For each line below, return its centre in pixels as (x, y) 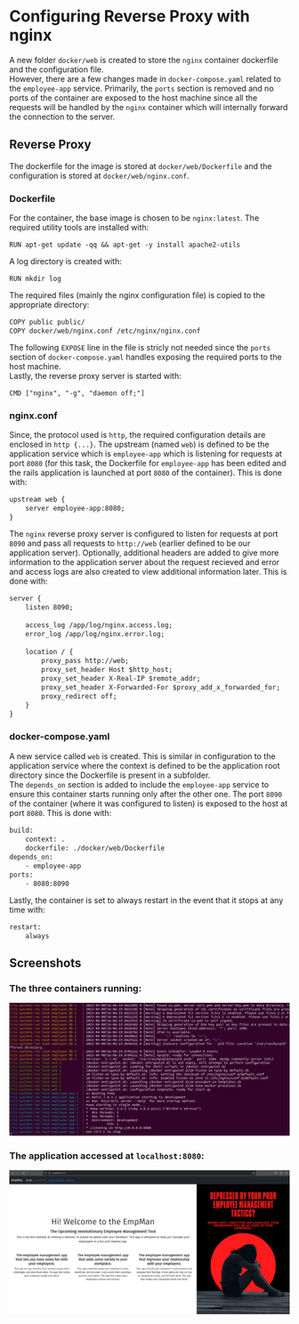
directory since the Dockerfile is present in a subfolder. (110, 775)
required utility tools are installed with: (79, 228)
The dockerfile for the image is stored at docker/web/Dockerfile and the (141, 165)
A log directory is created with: (65, 262)
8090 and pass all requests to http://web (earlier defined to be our (130, 544)
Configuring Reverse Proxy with (130, 16)
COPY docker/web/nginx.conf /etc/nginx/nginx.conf (105, 331)
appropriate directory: (49, 305)
